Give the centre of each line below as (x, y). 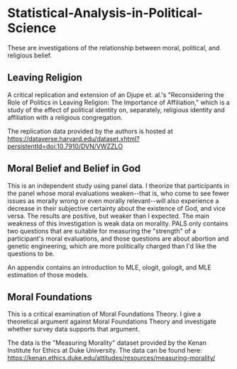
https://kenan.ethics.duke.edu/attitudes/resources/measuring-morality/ (111, 358)
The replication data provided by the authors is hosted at (90, 131)
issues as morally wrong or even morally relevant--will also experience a (113, 201)
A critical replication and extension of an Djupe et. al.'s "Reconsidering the (116, 94)
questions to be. (31, 253)
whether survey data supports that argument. (74, 329)
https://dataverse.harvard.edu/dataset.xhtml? (73, 138)
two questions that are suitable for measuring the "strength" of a (102, 231)
